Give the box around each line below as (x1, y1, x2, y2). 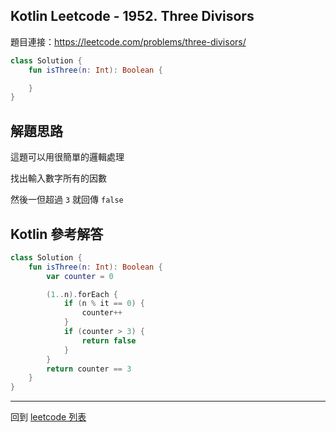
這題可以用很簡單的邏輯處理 (10, 151, 125, 163)
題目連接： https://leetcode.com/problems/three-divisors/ (10, 35, 247, 48)
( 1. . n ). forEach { (46, 289, 118, 299)
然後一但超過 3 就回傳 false (10, 194, 124, 206)
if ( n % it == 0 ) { (63, 299, 145, 309)
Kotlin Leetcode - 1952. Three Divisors (10, 8, 255, 25)
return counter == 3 (46, 364, 132, 374)
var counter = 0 (46, 271, 114, 281)
